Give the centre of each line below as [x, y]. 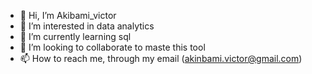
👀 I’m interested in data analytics [87, 26]
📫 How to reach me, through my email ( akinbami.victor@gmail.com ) [161, 58]
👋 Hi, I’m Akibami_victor [68, 15]
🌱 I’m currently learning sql [75, 36]
